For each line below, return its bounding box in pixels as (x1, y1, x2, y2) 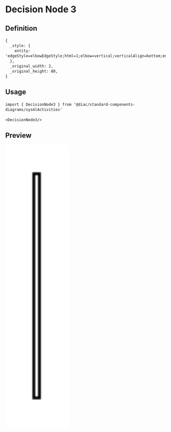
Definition (5, 24, 37, 33)
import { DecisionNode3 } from (5, 102, 72, 107)
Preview (5, 131, 32, 140)
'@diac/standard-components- (73, 102, 136, 107)
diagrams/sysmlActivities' (5, 107, 63, 112)
